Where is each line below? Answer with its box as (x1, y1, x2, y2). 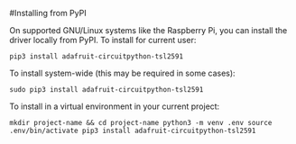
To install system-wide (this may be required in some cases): (9, 67, 236, 78)
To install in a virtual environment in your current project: (9, 101, 220, 112)
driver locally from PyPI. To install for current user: (9, 35, 197, 45)
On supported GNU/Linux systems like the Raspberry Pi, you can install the (9, 25, 288, 35)
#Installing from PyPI (9, 8, 88, 18)
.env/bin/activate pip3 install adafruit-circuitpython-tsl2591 (9, 126, 256, 135)
